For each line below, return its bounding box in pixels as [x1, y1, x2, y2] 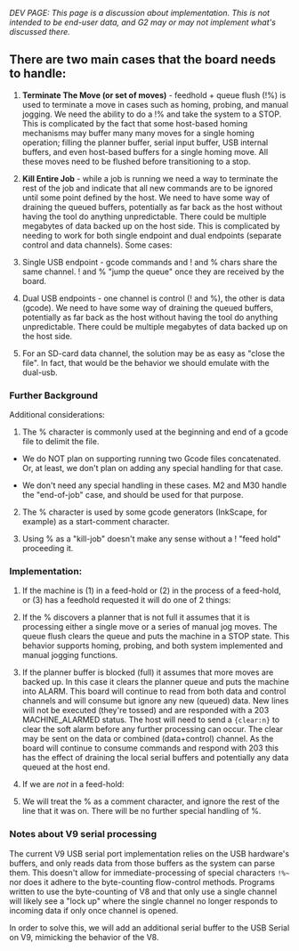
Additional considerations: [9, 410, 105, 420]
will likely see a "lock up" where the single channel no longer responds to [9, 895, 279, 906]
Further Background [9, 389, 99, 402]
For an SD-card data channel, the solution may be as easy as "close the [21, 347, 286, 359]
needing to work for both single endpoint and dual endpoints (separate [21, 230, 282, 240]
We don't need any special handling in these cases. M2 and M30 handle [21, 480, 287, 491]
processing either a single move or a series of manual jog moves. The [21, 622, 278, 632]
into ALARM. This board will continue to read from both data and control [21, 686, 287, 697]
